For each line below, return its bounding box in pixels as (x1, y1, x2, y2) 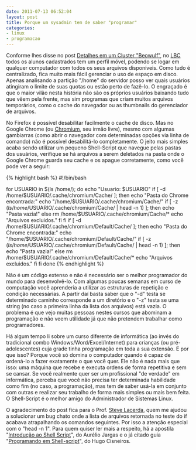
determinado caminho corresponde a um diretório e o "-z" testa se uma (6, 296, 179, 304)
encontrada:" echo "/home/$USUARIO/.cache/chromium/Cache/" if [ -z (6, 198, 178, 205)
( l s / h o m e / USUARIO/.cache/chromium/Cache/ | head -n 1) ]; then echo (6, 204, 174, 211)
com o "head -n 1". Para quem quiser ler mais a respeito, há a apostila (6, 425, 174, 432)
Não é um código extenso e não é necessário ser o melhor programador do (6, 272, 188, 278)
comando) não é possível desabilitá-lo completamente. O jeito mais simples (6, 138, 188, 145)
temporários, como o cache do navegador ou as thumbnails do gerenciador (6, 102, 188, 108)
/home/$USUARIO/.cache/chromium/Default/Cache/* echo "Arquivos (6, 254, 173, 261)
